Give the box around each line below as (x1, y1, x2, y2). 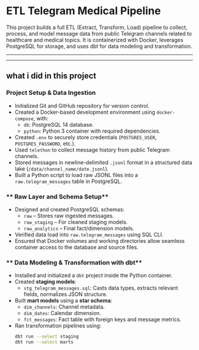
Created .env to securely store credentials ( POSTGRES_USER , (14, 133, 157, 140)
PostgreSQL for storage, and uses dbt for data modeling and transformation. (6, 43, 192, 50)
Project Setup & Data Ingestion (6, 89, 96, 97)
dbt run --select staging (14, 333, 79, 340)
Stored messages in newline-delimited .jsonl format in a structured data (14, 159, 192, 166)
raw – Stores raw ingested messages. (23, 212, 114, 219)
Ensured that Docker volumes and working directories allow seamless (14, 237, 185, 244)
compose (14, 115, 34, 122)
